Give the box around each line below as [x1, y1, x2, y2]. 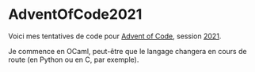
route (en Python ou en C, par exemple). [8, 55, 139, 64]
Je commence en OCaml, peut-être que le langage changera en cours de [8, 46, 247, 56]
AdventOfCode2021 [8, 5, 143, 23]
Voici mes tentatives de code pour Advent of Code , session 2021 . [8, 31, 222, 41]
